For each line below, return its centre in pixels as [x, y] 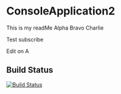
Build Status [30, 70]
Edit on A [18, 51]
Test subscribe [25, 39]
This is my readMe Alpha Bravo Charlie [55, 28]
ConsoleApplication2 [61, 11]
